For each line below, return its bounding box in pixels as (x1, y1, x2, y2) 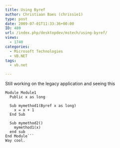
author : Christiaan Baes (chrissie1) (5, 12, 83, 17)
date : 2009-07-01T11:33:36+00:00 (5, 21, 74, 26)
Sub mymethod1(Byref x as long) (9, 103, 77, 108)
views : (5, 35, 19, 40)
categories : (5, 44, 30, 49)
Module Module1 (5, 90, 37, 95)
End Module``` (5, 134, 35, 139)
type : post (5, 16, 28, 21)
